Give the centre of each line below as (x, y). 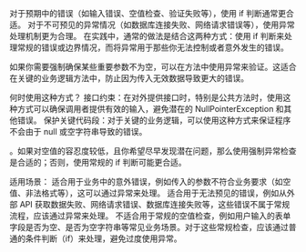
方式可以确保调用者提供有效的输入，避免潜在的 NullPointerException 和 (150, 109)
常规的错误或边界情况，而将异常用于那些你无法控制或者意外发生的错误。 (153, 47)
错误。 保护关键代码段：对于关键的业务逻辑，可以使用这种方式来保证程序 (154, 120)
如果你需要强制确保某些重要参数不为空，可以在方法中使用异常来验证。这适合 (153, 67)
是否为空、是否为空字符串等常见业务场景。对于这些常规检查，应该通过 (157, 227)
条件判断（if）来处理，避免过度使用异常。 (103, 238)
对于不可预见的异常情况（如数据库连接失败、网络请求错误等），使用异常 (161, 25)
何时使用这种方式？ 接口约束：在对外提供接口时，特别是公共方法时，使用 (146, 97)
